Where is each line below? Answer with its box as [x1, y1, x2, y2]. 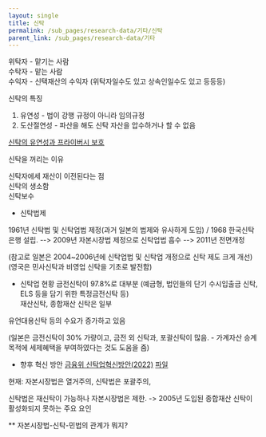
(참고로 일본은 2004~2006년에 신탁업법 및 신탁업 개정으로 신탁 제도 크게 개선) [8, 252, 253, 262]
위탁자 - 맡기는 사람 [8, 57, 69, 66]
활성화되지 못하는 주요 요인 [8, 404, 92, 413]
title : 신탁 [8, 19, 46, 27]
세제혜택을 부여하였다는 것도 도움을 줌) [29, 343, 150, 352]
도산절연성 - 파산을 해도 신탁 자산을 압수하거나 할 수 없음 [19, 120, 196, 130]
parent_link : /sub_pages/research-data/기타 [8, 33, 156, 42]
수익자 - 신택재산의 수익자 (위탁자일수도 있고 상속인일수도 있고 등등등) [8, 77, 226, 86]
